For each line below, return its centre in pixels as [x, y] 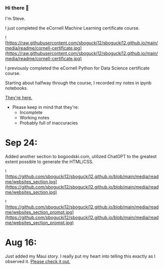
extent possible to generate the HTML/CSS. [49, 162]
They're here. [19, 98]
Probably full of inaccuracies [49, 123]
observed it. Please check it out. [38, 262]
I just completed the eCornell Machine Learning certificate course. [72, 28]
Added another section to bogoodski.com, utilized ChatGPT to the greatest [81, 157]
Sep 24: [21, 143]
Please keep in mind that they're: [46, 107]
